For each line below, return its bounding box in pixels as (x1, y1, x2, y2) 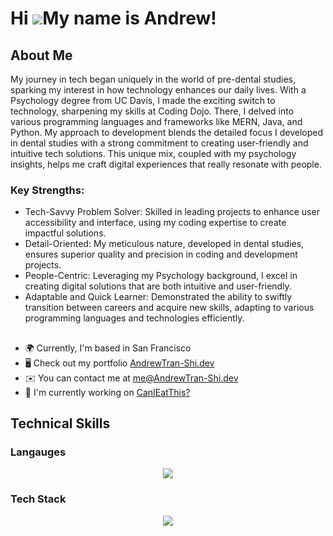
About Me (10, 47, 73, 64)
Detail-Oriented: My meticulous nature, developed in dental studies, (24, 238, 305, 250)
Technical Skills (10, 415, 111, 432)
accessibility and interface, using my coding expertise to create (24, 217, 287, 229)
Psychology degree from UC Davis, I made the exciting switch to (10, 95, 276, 106)
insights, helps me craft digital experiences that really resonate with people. (10, 158, 322, 170)
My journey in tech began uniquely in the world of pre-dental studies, (10, 73, 296, 85)
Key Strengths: (10, 183, 85, 197)
